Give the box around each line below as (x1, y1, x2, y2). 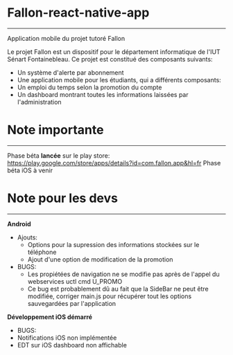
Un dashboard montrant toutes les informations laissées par (17, 90, 189, 98)
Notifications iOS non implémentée (17, 334, 117, 342)
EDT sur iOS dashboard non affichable (17, 340, 127, 349)
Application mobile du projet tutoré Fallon (7, 34, 126, 42)
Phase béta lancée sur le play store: (7, 151, 110, 160)
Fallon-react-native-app (7, 5, 150, 21)
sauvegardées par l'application (27, 299, 116, 307)
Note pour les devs (7, 190, 118, 206)
